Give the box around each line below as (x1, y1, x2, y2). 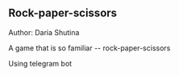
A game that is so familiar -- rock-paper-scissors (8, 43, 171, 53)
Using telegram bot (8, 58, 73, 68)
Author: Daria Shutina (8, 27, 80, 37)
